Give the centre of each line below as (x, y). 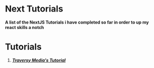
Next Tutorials (34, 9)
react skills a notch (25, 27)
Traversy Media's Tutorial (39, 60)
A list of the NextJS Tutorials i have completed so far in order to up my (77, 22)
